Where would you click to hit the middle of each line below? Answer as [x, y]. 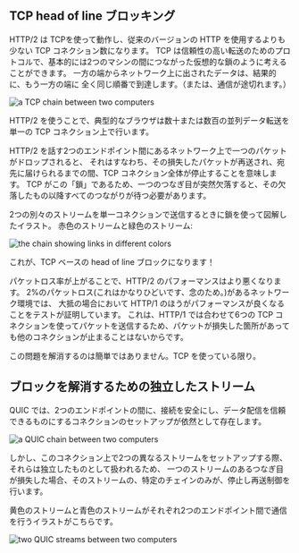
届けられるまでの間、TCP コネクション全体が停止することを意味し [147, 173]
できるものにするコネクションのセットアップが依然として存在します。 [138, 421]
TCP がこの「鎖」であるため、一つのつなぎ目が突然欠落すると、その [152, 184]
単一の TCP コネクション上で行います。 [82, 132]
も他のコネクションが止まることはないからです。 [99, 336]
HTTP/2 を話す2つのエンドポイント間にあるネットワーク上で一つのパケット [148, 150]
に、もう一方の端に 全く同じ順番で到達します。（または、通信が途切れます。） [150, 84]
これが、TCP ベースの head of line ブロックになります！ [112, 261]
